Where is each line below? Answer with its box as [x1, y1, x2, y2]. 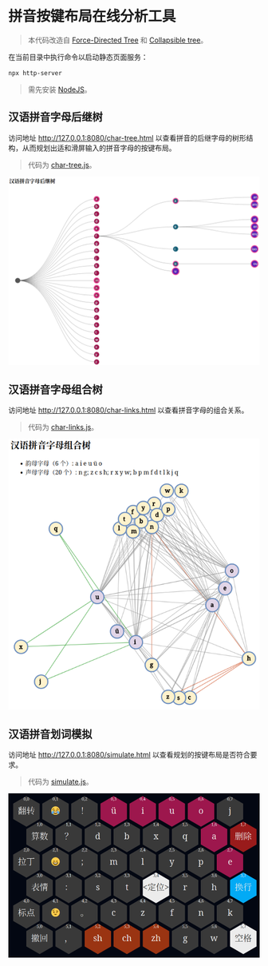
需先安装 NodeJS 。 [27, 85, 92, 94]
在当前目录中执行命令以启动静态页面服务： [8, 52, 148, 62]
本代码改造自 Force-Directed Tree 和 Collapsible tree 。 [27, 35, 208, 45]
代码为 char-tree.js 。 [27, 160, 97, 169]
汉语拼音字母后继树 [8, 110, 103, 124]
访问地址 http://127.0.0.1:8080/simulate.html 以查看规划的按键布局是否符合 [8, 750, 251, 760]
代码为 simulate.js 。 [27, 777, 93, 787]
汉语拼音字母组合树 [8, 383, 103, 396]
